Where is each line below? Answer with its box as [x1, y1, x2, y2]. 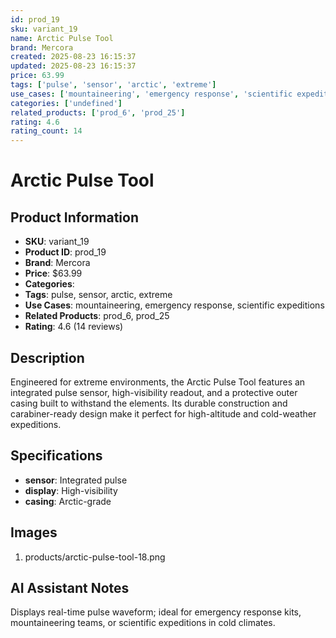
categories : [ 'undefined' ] [10, 98, 123, 108]
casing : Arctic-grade [24, 495, 112, 507]
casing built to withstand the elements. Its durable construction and [10, 397, 288, 409]
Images [10, 524, 58, 541]
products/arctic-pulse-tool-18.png [24, 551, 166, 563]
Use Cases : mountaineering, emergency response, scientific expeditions [24, 299, 325, 311]
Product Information [10, 209, 140, 226]
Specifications [10, 447, 103, 465]
